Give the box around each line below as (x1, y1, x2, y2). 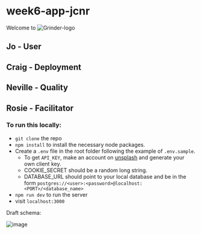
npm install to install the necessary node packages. (14, 141, 146, 148)
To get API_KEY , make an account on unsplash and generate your (23, 153, 185, 161)
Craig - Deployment (6, 62, 81, 72)
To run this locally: (6, 121, 62, 129)
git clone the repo (14, 134, 62, 142)
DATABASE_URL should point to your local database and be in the (23, 173, 187, 180)
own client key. (23, 160, 61, 167)
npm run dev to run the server (14, 191, 88, 198)
